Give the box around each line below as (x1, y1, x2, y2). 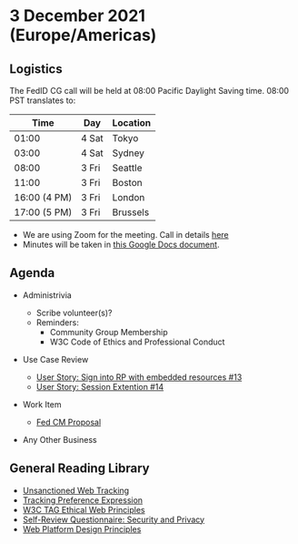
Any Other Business (22, 434, 97, 445)
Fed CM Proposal (35, 416, 102, 427)
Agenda (9, 265, 55, 281)
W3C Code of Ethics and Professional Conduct (49, 336, 225, 347)
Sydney (112, 147, 145, 159)
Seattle (112, 161, 143, 174)
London (112, 191, 145, 203)
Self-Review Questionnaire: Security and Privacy (22, 514, 205, 525)
